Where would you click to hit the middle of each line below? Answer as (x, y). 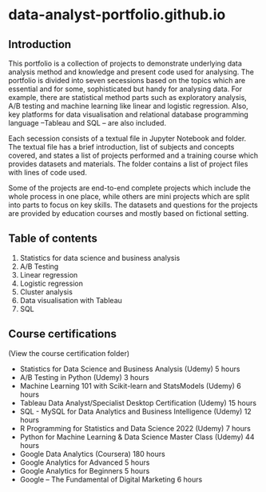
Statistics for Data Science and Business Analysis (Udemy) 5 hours (130, 369)
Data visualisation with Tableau (71, 300)
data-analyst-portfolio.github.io (117, 15)
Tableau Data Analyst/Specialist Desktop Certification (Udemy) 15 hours (138, 402)
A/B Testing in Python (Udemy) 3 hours (84, 377)
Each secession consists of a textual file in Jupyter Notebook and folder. (127, 138)
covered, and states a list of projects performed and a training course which (133, 155)
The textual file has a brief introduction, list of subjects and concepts (121, 147)
